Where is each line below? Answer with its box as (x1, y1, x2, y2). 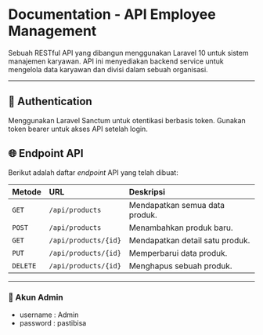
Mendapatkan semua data (128, 199, 225, 210)
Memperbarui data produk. (128, 247, 228, 258)
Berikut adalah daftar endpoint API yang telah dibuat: (8, 167, 178, 177)
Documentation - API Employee (8, 5, 217, 24)
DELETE (12, 261, 37, 270)
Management (8, 22, 97, 40)
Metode (12, 186, 41, 197)
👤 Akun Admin (8, 292, 64, 303)
